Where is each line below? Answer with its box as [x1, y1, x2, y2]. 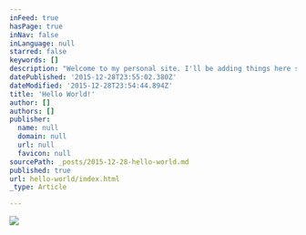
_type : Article [9, 183, 67, 192]
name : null [17, 124, 59, 133]
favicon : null [17, 148, 71, 158]
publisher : [9, 115, 51, 124]
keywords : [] [9, 56, 59, 65]
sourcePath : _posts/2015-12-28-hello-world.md [9, 157, 189, 167]
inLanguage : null [9, 38, 76, 48]
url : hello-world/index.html [9, 174, 120, 183]
